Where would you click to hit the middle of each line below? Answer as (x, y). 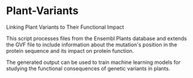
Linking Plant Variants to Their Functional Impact (65, 27)
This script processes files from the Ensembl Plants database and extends (96, 38)
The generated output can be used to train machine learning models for (93, 62)
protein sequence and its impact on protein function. (70, 50)
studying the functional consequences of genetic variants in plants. (88, 68)
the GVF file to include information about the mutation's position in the (92, 45)
